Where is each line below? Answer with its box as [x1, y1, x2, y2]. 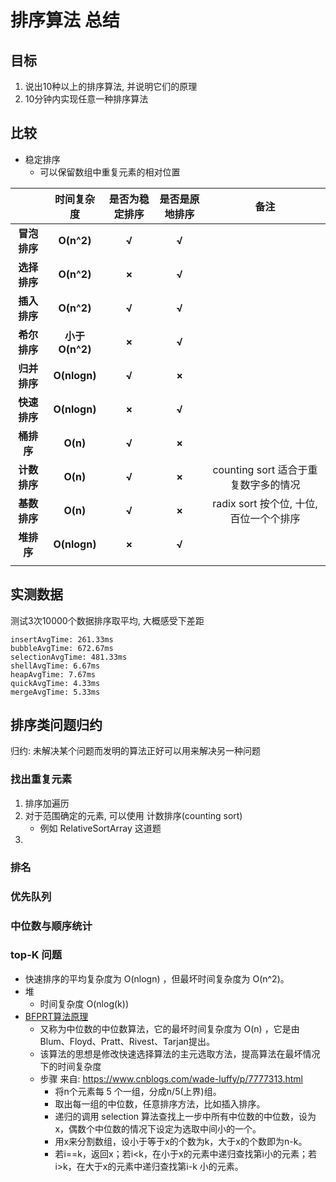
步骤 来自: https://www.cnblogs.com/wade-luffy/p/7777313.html [39, 1072, 303, 1085]
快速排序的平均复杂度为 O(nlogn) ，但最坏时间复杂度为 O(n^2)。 [24, 972, 290, 985]
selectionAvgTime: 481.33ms [10, 652, 128, 662]
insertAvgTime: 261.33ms [10, 634, 114, 645]
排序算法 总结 [10, 9, 120, 32]
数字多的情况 [239, 477, 301, 491]
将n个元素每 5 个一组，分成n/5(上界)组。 [54, 1085, 222, 1097]
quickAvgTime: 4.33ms [10, 678, 101, 688]
